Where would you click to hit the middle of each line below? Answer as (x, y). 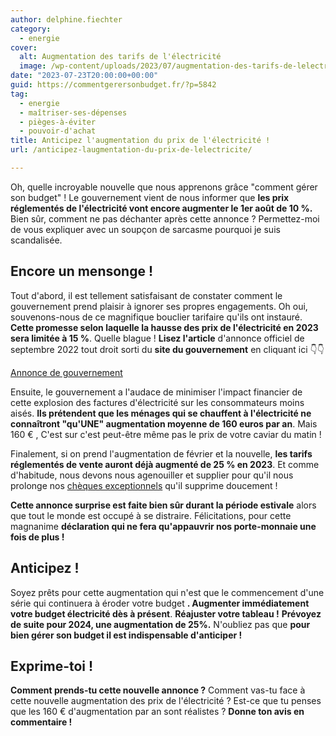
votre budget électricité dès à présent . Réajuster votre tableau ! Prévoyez (166, 613)
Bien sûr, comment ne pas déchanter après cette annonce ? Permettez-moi (165, 218)
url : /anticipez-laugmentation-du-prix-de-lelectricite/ (131, 150)
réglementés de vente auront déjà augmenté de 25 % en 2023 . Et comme (165, 464)
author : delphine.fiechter (66, 19)
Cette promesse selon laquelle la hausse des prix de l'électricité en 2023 (164, 327)
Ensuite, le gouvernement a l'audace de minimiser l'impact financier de (156, 392)
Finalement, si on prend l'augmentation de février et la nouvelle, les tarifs (161, 453)
